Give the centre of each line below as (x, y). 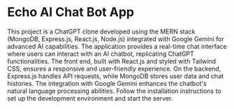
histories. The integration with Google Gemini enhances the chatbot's (107, 83)
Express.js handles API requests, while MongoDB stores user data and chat (116, 76)
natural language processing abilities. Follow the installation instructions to (114, 91)
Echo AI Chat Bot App (71, 12)
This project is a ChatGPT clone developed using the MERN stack (101, 31)
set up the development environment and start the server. (90, 98)
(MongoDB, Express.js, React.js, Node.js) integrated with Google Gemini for (116, 38)
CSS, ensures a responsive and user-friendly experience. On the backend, (114, 68)
